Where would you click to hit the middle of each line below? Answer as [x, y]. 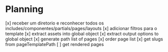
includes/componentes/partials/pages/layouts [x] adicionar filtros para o [81, 28]
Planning [24, 9]
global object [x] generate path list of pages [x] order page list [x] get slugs [84, 39]
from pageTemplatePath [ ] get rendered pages [55, 44]
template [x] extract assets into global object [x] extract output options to [82, 33]
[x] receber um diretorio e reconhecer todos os [55, 23]
